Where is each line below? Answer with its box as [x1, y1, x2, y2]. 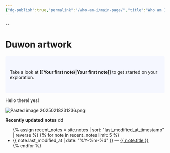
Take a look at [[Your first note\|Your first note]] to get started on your [10, 69, 158, 75]
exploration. [10, 74, 34, 80]
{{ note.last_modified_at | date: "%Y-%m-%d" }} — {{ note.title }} [12, 137, 149, 143]
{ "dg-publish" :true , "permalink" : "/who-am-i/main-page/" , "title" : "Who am [5, 7, 162, 13]
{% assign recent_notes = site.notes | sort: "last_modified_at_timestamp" [12, 127, 164, 133]
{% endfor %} [12, 142, 42, 149]
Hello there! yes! [5, 97, 39, 104]
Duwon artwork [5, 39, 72, 50]
